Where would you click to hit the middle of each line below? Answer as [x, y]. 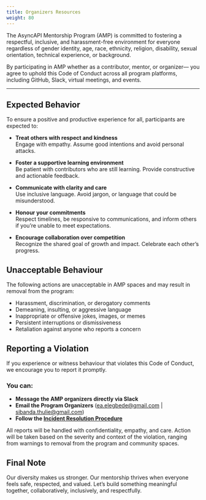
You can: [20, 385]
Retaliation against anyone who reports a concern [78, 329]
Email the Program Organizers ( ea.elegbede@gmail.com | [89, 406]
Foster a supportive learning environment [69, 163]
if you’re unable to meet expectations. [63, 226]
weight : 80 [20, 18]
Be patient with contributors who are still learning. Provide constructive [105, 169]
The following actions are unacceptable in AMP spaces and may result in [98, 285]
